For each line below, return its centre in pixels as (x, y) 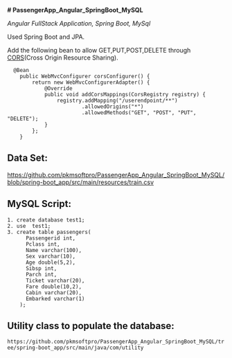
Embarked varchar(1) (55, 298)
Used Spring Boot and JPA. (46, 37)
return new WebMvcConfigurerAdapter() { (91, 82)
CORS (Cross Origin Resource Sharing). (63, 57)
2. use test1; (29, 226)
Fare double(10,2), (53, 287)
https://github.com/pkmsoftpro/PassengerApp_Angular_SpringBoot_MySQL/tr (116, 342)
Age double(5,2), (51, 262)
